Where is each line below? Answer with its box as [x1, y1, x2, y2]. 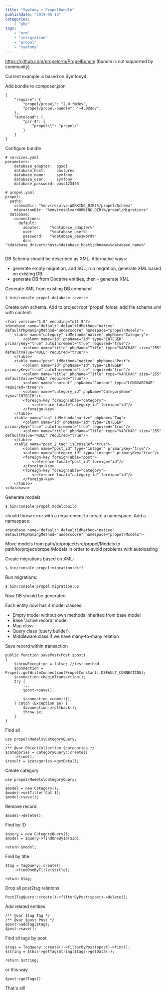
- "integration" [14, 36, 48, 41]
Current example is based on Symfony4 [5, 73, 87, 79]
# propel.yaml [5, 190, 35, 195]
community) [5, 64, 30, 70]
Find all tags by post [5, 935, 47, 941]
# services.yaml [5, 155, 39, 160]
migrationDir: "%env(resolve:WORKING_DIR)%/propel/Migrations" [14, 207, 149, 213]
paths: [9, 199, 23, 204]
